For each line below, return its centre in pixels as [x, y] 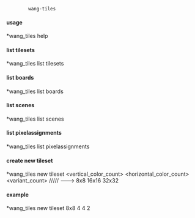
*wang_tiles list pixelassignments [48, 146]
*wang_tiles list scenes [35, 119]
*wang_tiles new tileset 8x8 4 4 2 [48, 208]
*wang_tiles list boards [35, 91]
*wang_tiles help [27, 36]
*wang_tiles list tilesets [35, 64]
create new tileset [30, 160]
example [18, 194]
